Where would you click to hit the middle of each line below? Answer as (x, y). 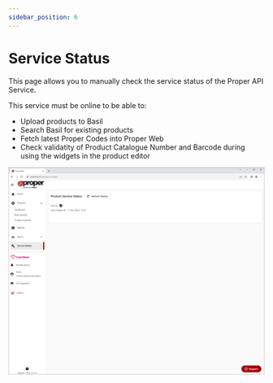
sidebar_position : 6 (43, 17)
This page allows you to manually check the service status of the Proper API (136, 81)
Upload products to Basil (61, 121)
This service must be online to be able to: (78, 105)
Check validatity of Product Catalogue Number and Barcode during (132, 147)
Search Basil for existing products (77, 129)
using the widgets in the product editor (85, 155)
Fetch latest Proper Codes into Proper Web (92, 138)
